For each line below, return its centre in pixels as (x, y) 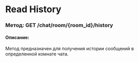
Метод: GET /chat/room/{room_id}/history (59, 25)
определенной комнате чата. (37, 54)
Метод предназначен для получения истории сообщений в (69, 49)
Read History (33, 9)
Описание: (17, 37)
